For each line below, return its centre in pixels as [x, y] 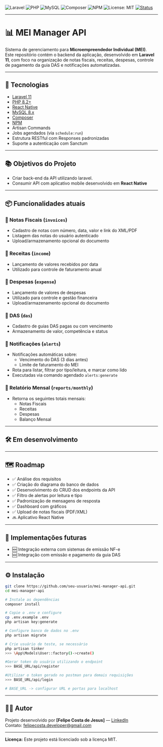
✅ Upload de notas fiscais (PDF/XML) [50, 512]
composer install [23, 604]
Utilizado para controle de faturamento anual [57, 269]
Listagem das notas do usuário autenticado [55, 236]
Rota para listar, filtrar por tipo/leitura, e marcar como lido [69, 370]
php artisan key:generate [31, 622]
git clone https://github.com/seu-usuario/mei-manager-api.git [70, 586]
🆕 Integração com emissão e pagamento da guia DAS [66, 555]
